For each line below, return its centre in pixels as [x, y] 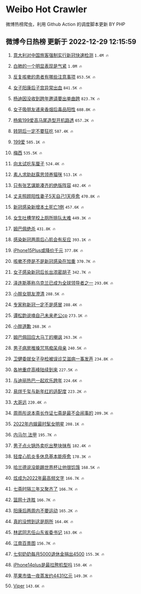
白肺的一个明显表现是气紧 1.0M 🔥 [48, 66]
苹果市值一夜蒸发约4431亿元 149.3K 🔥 [53, 576]
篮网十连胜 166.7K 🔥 [34, 500]
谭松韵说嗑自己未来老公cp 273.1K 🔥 [50, 315]
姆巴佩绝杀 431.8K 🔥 [34, 229]
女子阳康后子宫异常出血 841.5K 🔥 [48, 87]
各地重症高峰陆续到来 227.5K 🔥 [45, 369]
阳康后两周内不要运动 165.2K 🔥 [45, 510]
